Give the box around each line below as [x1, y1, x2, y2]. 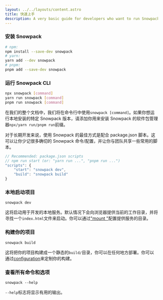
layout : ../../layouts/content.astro [5, 7, 81, 12]
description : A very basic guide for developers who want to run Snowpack [5, 16, 160, 21]
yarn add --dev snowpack [5, 58, 55, 63]
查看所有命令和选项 [5, 269, 50, 276]
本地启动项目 [5, 189, 35, 196]
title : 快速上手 [5, 12, 35, 17]
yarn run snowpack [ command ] [5, 95, 64, 100]
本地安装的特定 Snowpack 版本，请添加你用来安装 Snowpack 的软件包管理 [9, 115, 158, 121]
